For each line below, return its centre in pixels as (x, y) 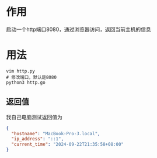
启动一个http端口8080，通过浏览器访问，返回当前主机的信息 (78, 29)
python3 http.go (26, 83)
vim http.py (20, 71)
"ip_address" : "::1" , (38, 139)
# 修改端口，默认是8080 (32, 77)
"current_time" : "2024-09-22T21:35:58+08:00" (68, 145)
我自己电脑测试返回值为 (34, 117)
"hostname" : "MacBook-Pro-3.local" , (56, 133)
